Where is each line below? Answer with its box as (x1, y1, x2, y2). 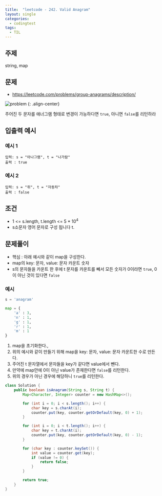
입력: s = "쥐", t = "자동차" (5, 185, 61, 189)
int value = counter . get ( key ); (31, 450, 95, 455)
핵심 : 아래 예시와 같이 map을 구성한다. (12, 254, 86, 260)
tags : (5, 25, 16, 30)
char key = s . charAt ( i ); (31, 405, 82, 410)
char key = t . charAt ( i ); (31, 428, 82, 433)
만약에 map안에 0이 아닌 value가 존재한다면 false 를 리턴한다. (12, 367, 130, 373)
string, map (5, 62, 28, 69)
